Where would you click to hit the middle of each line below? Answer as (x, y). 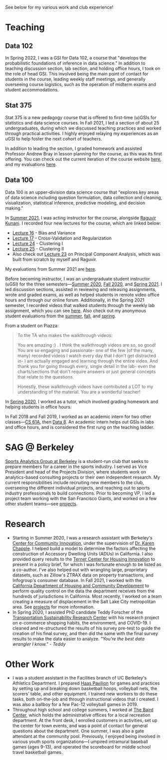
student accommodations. (32, 90)
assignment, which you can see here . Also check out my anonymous (76, 310)
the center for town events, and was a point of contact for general (80, 726)
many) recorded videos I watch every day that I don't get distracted (86, 355)
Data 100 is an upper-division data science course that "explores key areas (82, 192)
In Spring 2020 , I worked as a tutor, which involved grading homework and (82, 401)
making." (14, 208)
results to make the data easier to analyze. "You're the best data (78, 638)
